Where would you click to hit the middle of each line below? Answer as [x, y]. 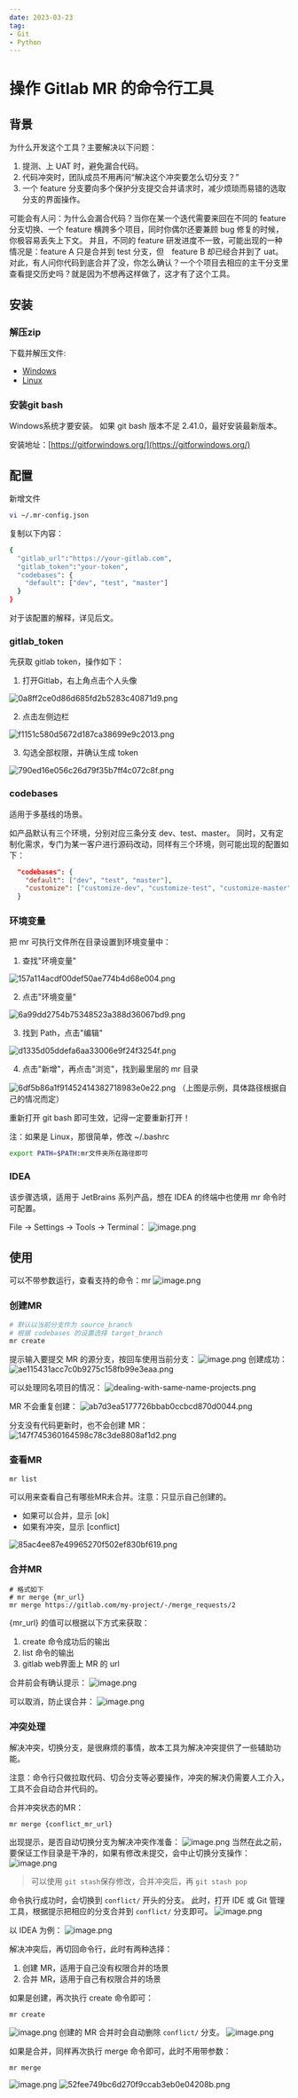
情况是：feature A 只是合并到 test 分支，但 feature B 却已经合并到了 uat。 [146, 252]
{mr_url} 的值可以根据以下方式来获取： [79, 1622]
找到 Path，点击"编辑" [63, 1033]
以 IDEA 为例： [36, 1930]
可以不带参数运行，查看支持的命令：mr [80, 1280]
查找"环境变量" [49, 961]
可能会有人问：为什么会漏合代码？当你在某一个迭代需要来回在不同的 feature [148, 218]
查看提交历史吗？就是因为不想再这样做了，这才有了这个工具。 [122, 274]
